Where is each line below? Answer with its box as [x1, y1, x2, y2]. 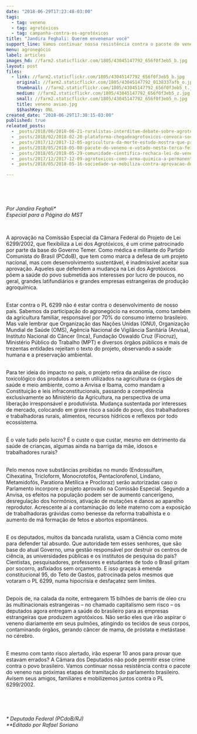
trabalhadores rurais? [6, 449, 57, 456]
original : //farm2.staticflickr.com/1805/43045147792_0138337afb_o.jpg [16, 80, 195, 86]
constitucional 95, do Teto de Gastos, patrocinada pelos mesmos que [6, 571, 174, 578]
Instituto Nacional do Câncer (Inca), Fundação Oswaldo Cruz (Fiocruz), [6, 332, 178, 340]
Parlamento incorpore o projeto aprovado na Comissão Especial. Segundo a [6, 485, 189, 492]
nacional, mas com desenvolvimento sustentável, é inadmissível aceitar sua [6, 259, 189, 266]
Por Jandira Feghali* [6, 205, 56, 212]
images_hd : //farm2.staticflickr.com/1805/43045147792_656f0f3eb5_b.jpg [6, 57, 188, 63]
